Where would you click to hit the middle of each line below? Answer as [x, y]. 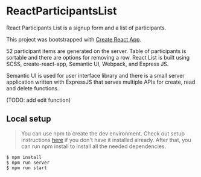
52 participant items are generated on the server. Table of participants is [96, 51]
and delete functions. [33, 88]
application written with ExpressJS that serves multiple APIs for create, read [101, 82]
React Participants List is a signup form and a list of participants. [86, 28]
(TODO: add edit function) [39, 100]
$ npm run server [28, 163]
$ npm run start [27, 168]
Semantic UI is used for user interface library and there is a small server [96, 75]
